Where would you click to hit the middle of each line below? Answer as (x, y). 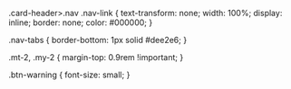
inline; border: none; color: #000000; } (81, 22)
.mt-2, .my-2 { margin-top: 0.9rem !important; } (96, 57)
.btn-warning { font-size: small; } (69, 75)
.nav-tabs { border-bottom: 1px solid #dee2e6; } (98, 40)
